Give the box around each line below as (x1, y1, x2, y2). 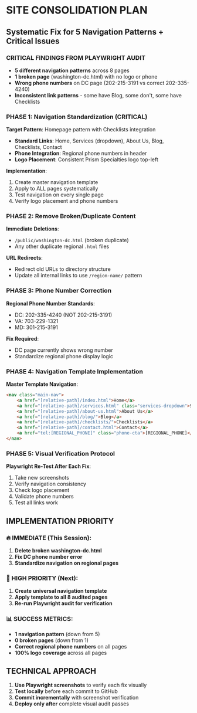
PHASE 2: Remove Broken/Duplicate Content (6, 212, 136, 220)
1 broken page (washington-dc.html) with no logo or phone (14, 73, 158, 80)
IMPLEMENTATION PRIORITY (6, 516, 114, 526)
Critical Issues (6, 36, 60, 46)
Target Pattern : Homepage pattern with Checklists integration (6, 126, 156, 133)
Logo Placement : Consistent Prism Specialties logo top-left (14, 156, 158, 163)
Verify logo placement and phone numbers (14, 198, 118, 205)
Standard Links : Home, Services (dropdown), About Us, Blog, (14, 137, 164, 144)
